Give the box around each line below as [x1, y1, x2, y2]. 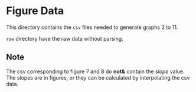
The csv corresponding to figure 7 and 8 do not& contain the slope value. [6, 68, 185, 75]
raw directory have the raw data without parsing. [6, 35, 124, 42]
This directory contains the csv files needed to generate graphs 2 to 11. [6, 24, 178, 31]
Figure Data [6, 4, 64, 18]
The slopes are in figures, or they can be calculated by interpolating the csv [6, 74, 190, 81]
